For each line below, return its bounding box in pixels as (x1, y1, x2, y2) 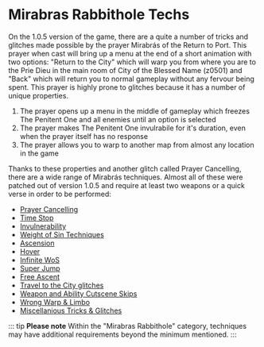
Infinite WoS (19, 255, 60, 264)
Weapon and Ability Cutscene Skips (19, 288, 138, 299)
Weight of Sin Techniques (19, 229, 105, 239)
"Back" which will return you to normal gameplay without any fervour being (8, 74, 254, 83)
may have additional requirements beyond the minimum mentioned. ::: (8, 330, 237, 339)
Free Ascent (19, 272, 60, 281)
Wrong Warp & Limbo (19, 297, 90, 307)
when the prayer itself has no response (19, 131, 149, 141)
